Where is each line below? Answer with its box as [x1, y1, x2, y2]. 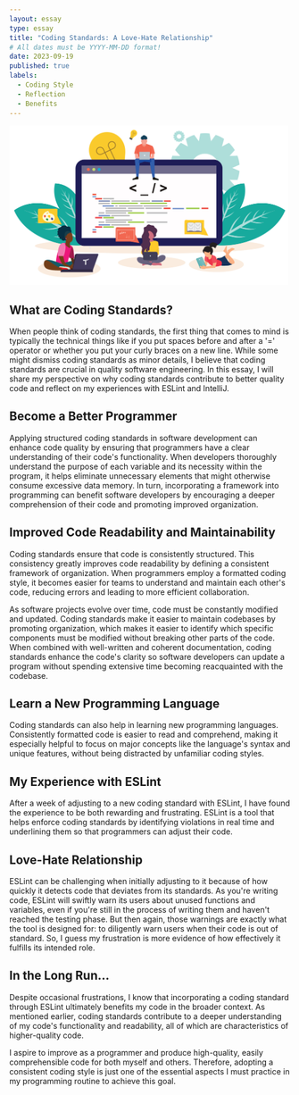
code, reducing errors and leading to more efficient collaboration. [9, 586, 250, 598]
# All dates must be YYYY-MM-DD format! [9, 43, 162, 52]
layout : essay [9, 14, 62, 23]
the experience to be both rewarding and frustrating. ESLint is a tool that [9, 807, 275, 818]
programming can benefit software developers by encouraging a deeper [9, 489, 275, 500]
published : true [9, 62, 70, 71]
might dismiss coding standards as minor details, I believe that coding [9, 354, 266, 365]
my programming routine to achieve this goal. [9, 1075, 177, 1086]
